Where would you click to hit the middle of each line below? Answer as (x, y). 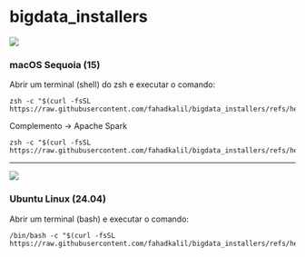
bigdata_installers (79, 17)
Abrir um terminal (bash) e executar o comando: (99, 219)
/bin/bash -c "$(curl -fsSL (63, 235)
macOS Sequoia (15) (55, 64)
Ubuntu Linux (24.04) (58, 199)
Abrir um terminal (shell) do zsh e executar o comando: (113, 84)
